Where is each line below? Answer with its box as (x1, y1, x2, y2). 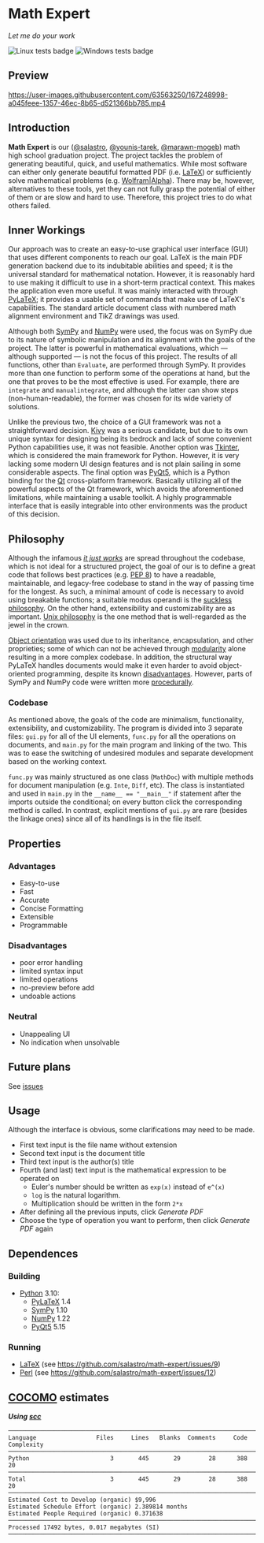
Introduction (8, 121, 71, 135)
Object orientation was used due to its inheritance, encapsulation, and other (8, 635, 254, 645)
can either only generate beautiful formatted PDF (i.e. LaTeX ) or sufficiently (8, 167, 251, 177)
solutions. (8, 402, 40, 412)
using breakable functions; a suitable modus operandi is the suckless (8, 595, 233, 605)
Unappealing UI (19, 1029, 71, 1038)
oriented (8, 669, 35, 679)
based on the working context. (8, 757, 108, 766)
